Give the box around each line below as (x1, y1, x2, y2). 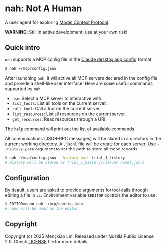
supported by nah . (5, 85, 42, 92)
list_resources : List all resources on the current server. (12, 111, 126, 117)
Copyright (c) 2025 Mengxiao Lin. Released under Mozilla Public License (5, 233, 154, 239)
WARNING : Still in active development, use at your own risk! (5, 29, 128, 35)
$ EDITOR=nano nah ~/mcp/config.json (5, 201, 83, 207)
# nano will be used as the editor (5, 206, 79, 211)
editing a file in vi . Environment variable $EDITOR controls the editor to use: (5, 192, 157, 198)
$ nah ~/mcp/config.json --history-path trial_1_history (5, 155, 125, 160)
